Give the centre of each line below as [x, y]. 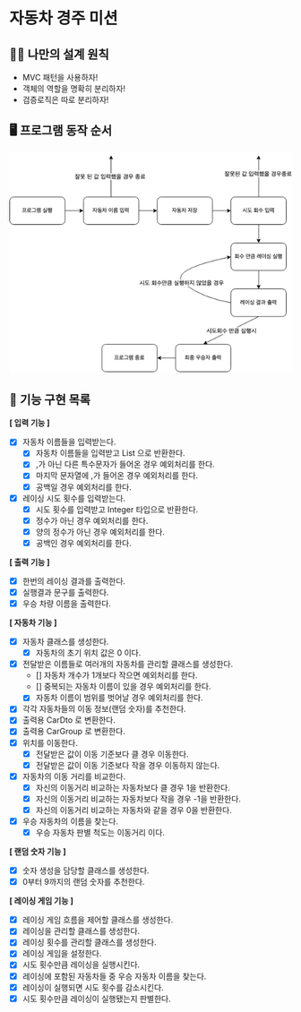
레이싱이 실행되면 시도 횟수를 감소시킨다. [93, 987]
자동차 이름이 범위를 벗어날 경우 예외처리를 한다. [119, 698]
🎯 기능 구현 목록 [50, 399]
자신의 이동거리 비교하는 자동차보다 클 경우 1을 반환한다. [133, 787]
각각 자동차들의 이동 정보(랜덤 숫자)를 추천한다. [104, 709]
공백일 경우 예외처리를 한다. [83, 487]
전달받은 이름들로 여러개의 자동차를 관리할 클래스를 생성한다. [128, 665]
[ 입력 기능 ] [30, 423]
